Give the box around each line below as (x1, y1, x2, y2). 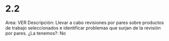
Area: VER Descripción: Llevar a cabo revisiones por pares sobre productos (5, 19, 164, 25)
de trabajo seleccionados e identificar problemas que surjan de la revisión (5, 24, 161, 30)
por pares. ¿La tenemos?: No (5, 30, 66, 36)
